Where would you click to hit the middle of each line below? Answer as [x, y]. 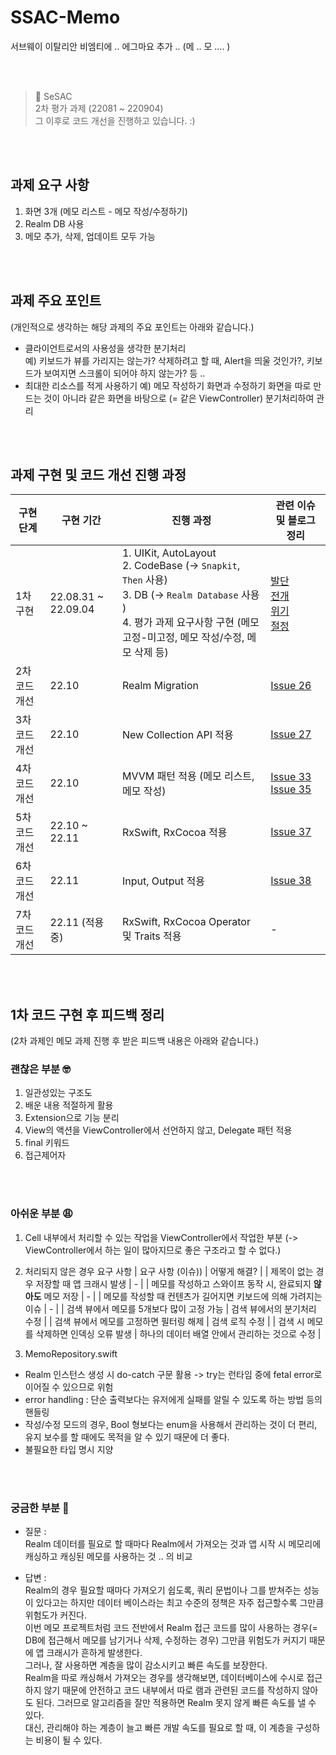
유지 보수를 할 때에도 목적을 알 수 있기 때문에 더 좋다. [127, 1437]
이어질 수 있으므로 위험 [69, 1387]
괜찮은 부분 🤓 [40, 1069]
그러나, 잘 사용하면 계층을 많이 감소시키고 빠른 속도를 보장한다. [146, 1665]
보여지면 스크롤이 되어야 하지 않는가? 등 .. [124, 373]
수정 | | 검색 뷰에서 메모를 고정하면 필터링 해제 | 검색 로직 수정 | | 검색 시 [164, 1321]
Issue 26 [291, 686]
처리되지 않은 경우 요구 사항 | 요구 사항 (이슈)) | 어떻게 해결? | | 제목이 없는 [169, 1271]
